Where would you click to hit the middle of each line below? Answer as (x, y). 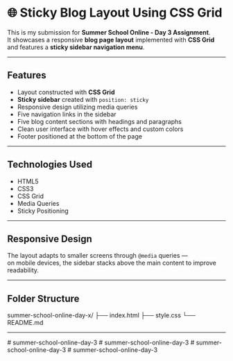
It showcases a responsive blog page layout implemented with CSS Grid (111, 39)
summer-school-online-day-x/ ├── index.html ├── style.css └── (102, 315)
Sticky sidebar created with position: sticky (83, 99)
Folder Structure (43, 298)
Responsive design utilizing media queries (77, 107)
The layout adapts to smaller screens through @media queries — (98, 256)
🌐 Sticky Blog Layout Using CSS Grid (115, 13)
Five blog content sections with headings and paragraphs (100, 121)
